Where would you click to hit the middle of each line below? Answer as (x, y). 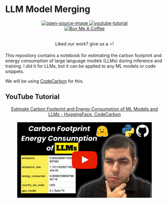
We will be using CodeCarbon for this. (45, 81)
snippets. (15, 71)
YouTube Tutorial (32, 97)
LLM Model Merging (48, 9)
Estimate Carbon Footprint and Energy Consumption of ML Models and (85, 109)
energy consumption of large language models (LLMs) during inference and (84, 61)
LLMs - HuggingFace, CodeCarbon (85, 114)
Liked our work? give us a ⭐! (85, 44)
